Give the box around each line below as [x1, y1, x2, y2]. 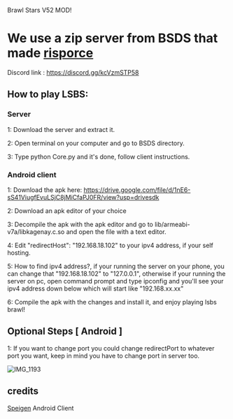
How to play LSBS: [7, 89, 89, 101]
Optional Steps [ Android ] [7, 325, 122, 337]
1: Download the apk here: [7, 185, 83, 194]
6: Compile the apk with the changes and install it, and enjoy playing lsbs [7, 297, 217, 306]
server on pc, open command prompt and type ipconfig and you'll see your [7, 277, 224, 285]
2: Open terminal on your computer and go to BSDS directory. [7, 139, 185, 147]
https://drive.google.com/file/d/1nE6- [83, 185, 191, 194]
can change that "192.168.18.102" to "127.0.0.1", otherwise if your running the [7, 269, 226, 278]
